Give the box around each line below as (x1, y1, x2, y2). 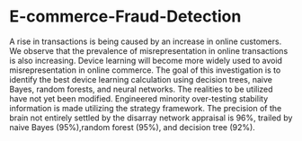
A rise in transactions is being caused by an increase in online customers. (9, 36, 282, 47)
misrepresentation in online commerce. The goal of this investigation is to (9, 65, 281, 75)
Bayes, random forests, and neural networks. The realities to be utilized (9, 84, 273, 94)
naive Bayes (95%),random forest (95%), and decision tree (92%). (9, 121, 256, 132)
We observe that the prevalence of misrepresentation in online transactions (9, 45, 289, 56)
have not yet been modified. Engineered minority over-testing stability (9, 93, 268, 104)
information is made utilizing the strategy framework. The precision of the (9, 102, 282, 113)
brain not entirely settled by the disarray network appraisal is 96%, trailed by (9, 112, 293, 123)
